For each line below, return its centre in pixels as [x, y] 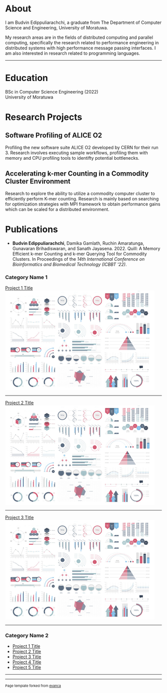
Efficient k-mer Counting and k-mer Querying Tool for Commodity [80, 254]
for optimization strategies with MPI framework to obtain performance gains [83, 204]
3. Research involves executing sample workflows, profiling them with [77, 153]
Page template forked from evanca [33, 686]
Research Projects [44, 117]
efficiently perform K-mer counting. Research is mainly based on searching [82, 198]
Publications [32, 229]
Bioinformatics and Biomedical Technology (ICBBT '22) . [70, 264]
